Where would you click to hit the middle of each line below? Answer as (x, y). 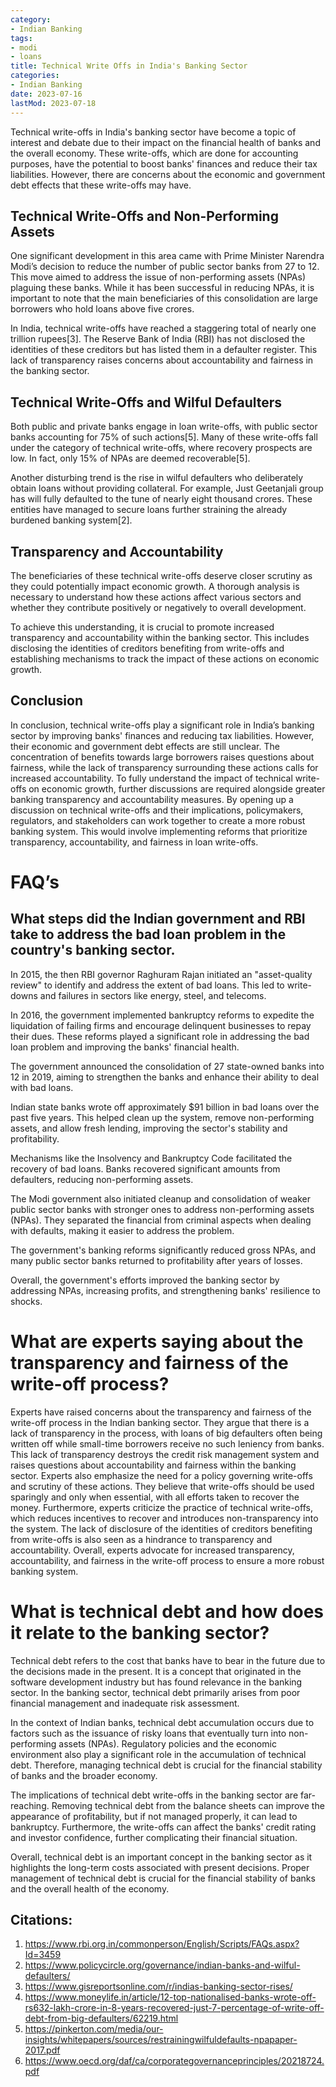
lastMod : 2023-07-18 (53, 103)
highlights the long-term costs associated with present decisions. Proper (160, 1867)
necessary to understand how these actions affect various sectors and (156, 597)
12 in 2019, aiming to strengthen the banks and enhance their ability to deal (165, 1077)
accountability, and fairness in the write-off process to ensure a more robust (167, 1560)
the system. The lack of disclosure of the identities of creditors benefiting (161, 1528)
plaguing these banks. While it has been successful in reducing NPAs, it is (162, 288)
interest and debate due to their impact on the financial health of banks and (165, 142)
